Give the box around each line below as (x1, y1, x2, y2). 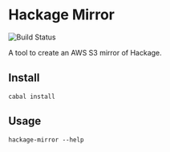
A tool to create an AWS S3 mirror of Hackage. (8, 47, 162, 57)
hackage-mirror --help (8, 135, 84, 144)
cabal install (8, 92, 56, 101)
